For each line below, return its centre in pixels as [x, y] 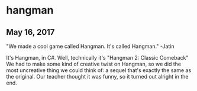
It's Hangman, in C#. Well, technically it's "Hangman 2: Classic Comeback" [97, 58]
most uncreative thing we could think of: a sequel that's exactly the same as [99, 70]
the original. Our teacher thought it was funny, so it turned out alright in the [97, 77]
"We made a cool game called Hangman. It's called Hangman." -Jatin [90, 46]
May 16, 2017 [30, 32]
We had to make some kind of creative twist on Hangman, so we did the [94, 64]
